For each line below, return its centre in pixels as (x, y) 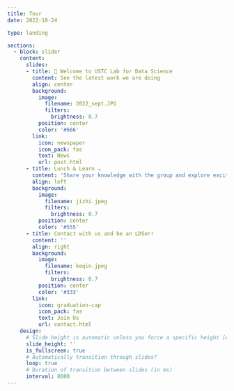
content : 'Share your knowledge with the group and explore (121, 175)
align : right (51, 246)
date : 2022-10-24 (32, 20)
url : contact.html (65, 325)
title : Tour (24, 14)
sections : (22, 45)
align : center (53, 84)
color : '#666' (58, 130)
